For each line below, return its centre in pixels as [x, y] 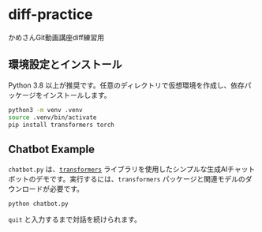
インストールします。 [77, 95]
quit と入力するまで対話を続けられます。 [75, 219]
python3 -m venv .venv [45, 110]
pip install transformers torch [61, 125]
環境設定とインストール [65, 65]
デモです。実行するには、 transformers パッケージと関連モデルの [140, 179]
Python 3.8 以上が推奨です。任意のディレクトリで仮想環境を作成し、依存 [126, 85]
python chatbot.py [38, 204]
